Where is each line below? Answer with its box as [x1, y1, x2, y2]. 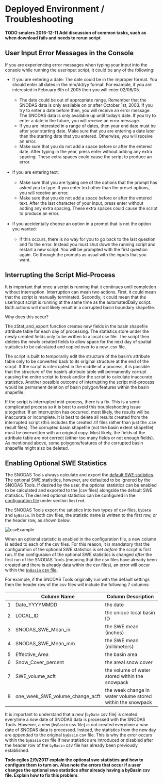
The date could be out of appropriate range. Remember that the [19, 97, 147, 103]
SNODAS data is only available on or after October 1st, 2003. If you [19, 102, 153, 108]
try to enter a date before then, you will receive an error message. [19, 107, 151, 113]
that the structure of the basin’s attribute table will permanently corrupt [5, 369, 147, 375]
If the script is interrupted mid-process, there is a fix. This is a [5, 399, 129, 405]
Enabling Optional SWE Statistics [5, 459, 107, 467]
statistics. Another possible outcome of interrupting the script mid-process [5, 379, 155, 385]
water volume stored [105, 693, 152, 700]
